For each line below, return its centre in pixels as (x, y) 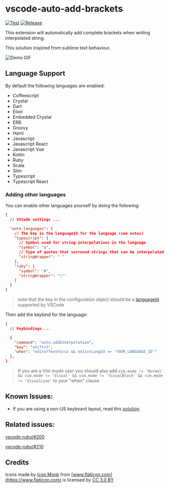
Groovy (20, 127)
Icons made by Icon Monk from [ (39, 475)
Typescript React (30, 181)
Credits (17, 462)
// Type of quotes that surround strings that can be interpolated (91, 252)
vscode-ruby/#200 (25, 437)
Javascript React (30, 144)
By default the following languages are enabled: (55, 85)
